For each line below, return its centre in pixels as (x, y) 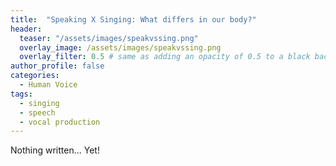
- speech (37, 112)
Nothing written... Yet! (55, 150)
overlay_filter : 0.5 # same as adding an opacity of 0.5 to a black (165, 57)
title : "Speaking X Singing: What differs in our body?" (133, 19)
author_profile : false (57, 66)
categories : (35, 76)
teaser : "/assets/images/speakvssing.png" (109, 38)
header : (26, 29)
